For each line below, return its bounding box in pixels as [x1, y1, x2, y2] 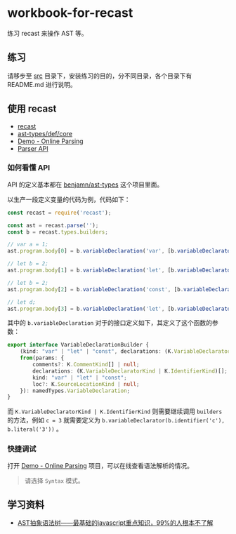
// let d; [7, 298, 37, 306]
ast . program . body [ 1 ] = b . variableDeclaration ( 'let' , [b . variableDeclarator [7, 267, 234, 274]
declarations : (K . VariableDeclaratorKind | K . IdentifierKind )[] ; [32, 367, 228, 375]
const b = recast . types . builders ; [7, 228, 109, 236]
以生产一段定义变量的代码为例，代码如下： [7, 195, 131, 203]
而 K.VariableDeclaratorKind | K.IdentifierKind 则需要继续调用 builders [7, 407, 223, 415]
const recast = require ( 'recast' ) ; [7, 209, 112, 216]
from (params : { [20, 354, 65, 362]
